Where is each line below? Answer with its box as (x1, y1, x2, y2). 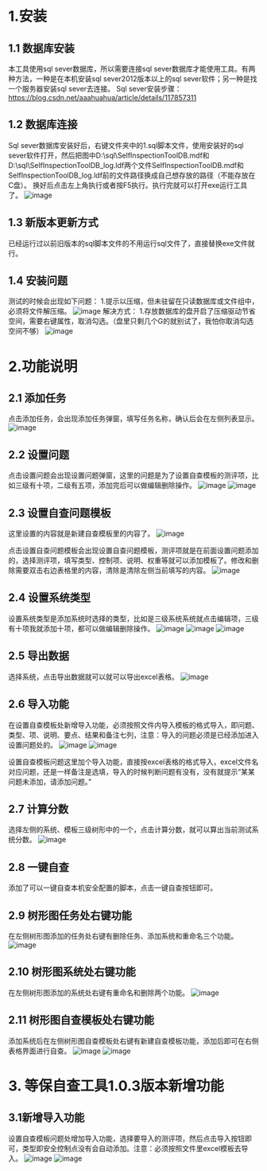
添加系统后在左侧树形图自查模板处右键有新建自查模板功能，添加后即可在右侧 (8, 1036, 259, 1045)
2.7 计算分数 (8, 802, 69, 816)
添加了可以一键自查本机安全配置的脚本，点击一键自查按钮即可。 (8, 883, 217, 892)
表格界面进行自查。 (8, 1046, 72, 1056)
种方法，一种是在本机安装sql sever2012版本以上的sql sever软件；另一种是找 (8, 74, 257, 84)
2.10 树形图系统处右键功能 (8, 965, 137, 979)
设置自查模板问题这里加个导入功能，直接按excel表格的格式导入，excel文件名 (8, 757, 259, 767)
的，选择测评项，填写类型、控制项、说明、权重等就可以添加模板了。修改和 (8, 556, 252, 565)
